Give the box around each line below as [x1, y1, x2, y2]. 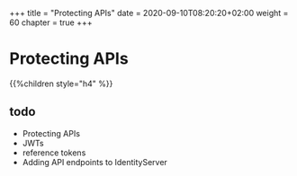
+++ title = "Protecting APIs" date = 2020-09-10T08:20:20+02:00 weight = [9, 8, 289, 18]
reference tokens [22, 147, 86, 158]
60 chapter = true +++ [9, 17, 93, 28]
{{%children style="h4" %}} [9, 78, 113, 89]
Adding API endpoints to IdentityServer [22, 156, 168, 167]
